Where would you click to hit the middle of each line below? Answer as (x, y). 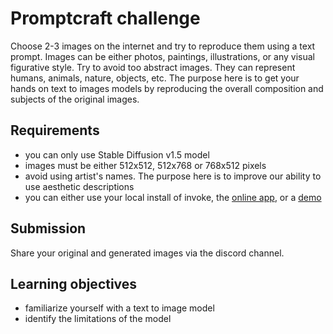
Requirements (55, 130)
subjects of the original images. (75, 99)
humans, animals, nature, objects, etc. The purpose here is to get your (155, 78)
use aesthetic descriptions (79, 186)
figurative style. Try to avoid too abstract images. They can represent (153, 67)
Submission (48, 228)
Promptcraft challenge (105, 18)
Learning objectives (74, 283)
